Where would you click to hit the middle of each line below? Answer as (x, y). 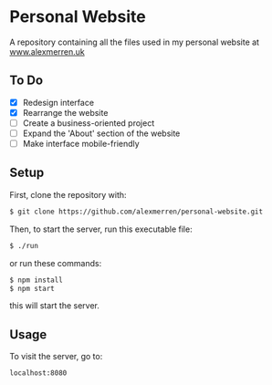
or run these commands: (56, 263)
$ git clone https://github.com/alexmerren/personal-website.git (136, 212)
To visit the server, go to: (56, 357)
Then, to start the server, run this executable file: (101, 229)
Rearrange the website (65, 112)
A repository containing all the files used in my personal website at (135, 42)
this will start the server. (55, 306)
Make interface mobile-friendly (81, 144)
